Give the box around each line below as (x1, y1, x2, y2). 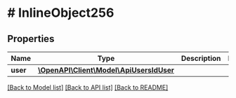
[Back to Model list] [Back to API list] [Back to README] (7, 83, 169, 92)
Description (181, 54, 221, 63)
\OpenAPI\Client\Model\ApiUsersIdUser (37, 65, 174, 75)
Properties (7, 33, 55, 45)
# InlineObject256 (7, 5, 114, 21)
